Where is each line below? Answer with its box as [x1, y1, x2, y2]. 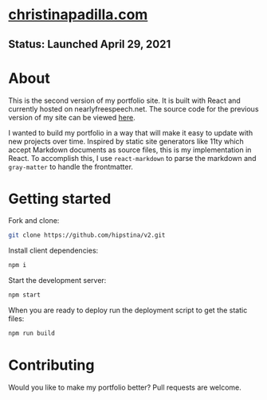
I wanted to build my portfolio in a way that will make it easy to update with [8, 127, 253, 137]
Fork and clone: [8, 216, 60, 225]
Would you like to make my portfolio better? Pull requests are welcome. [8, 382, 241, 392]
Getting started [8, 190, 112, 208]
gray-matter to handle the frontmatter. [8, 162, 134, 171]
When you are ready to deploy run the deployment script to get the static [8, 305, 248, 316]
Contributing [8, 356, 95, 375]
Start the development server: [8, 276, 107, 285]
